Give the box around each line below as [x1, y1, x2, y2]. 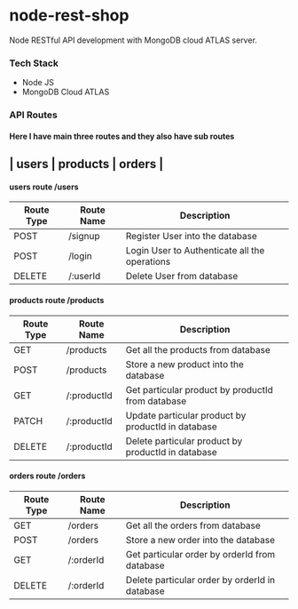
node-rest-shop [9, 5, 129, 26]
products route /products [9, 294, 105, 305]
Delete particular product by [125, 435, 243, 447]
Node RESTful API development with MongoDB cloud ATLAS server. [9, 35, 257, 45]
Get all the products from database [125, 343, 271, 356]
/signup [67, 230, 100, 243]
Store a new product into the [125, 357, 244, 370]
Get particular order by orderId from [125, 548, 276, 560]
